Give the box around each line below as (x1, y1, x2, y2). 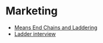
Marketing (5, 4, 58, 18)
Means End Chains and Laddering (14, 24, 98, 31)
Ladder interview (14, 30, 56, 37)
